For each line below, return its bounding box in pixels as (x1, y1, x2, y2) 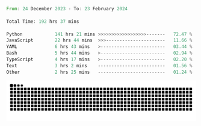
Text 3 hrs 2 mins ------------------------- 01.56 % (6, 62, 193, 68)
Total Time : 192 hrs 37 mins (6, 18, 79, 25)
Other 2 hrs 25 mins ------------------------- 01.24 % (6, 69, 193, 75)
